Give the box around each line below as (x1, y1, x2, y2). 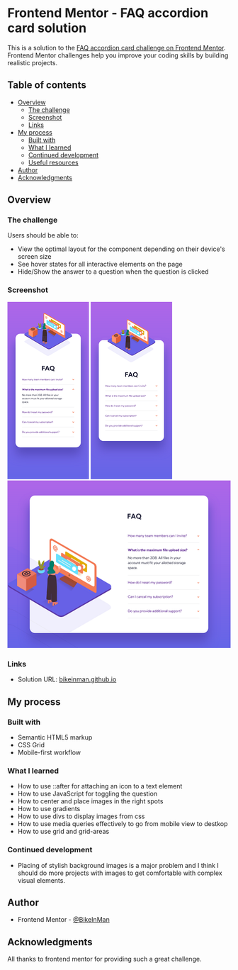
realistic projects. (7, 58, 58, 67)
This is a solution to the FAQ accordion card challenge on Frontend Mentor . (7, 43, 226, 52)
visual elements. (17, 876, 66, 884)
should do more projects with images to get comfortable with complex (17, 869, 222, 877)
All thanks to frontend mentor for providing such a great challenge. (7, 955, 202, 964)
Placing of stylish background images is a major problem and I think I (17, 861, 220, 869)
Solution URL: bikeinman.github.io (17, 675, 117, 684)
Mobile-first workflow (17, 748, 81, 757)
